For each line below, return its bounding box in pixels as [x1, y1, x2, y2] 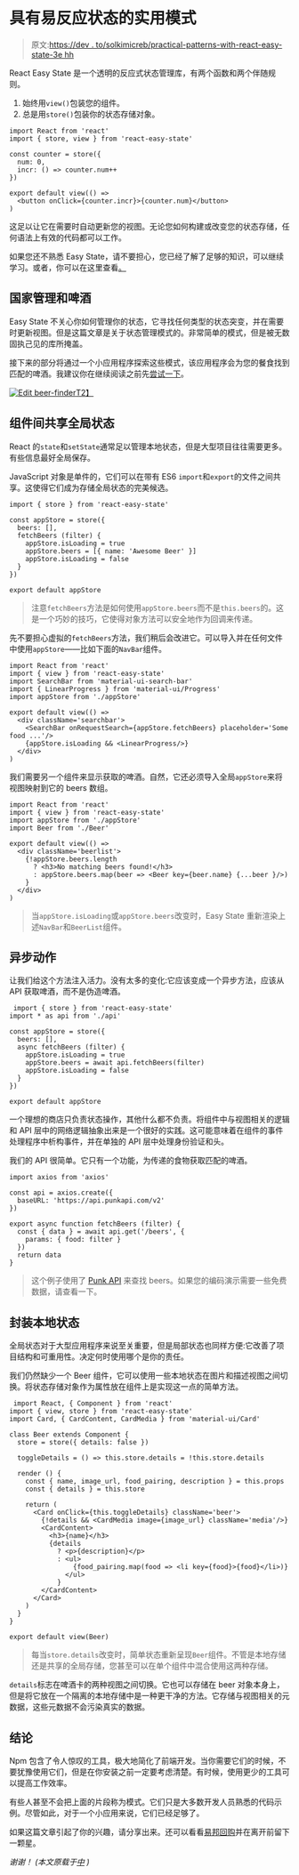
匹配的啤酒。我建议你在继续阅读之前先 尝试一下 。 [9, 368, 189, 379]
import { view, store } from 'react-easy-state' [9, 1407, 193, 1416]
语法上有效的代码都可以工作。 [16, 232, 126, 243]
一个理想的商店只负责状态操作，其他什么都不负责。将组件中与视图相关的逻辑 [9, 1114, 290, 1125]
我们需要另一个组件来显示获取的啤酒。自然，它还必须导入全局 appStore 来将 [9, 771, 283, 782]
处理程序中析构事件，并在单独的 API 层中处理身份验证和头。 [9, 1136, 230, 1147]
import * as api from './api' [9, 1011, 122, 1021]
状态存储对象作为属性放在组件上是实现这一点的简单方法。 [32, 1381, 243, 1392]
